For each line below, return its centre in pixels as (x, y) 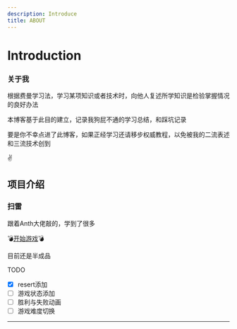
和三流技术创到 (29, 143)
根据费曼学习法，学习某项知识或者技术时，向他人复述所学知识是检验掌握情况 (119, 96)
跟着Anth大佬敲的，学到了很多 (51, 223)
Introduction (44, 56)
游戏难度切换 (36, 311)
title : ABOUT (26, 21)
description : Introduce (42, 14)
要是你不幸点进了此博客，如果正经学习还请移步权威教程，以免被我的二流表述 (119, 134)
